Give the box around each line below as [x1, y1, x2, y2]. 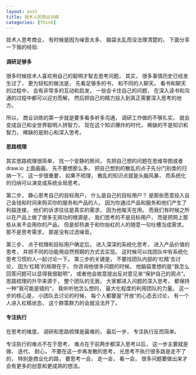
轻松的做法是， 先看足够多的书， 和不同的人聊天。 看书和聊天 [37, 80, 186, 87]
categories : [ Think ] [6, 19, 57, 25]
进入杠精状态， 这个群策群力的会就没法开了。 [11, 299, 121, 306]
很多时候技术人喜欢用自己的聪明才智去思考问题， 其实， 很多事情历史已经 [6, 72, 183, 79]
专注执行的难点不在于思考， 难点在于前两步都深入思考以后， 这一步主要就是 [6, 340, 188, 347]
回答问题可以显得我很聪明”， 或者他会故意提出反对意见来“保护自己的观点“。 [6, 270, 189, 277]
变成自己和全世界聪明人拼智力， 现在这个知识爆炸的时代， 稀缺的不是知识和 [6, 121, 188, 128]
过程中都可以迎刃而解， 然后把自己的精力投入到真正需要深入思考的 [16, 94, 177, 101]
